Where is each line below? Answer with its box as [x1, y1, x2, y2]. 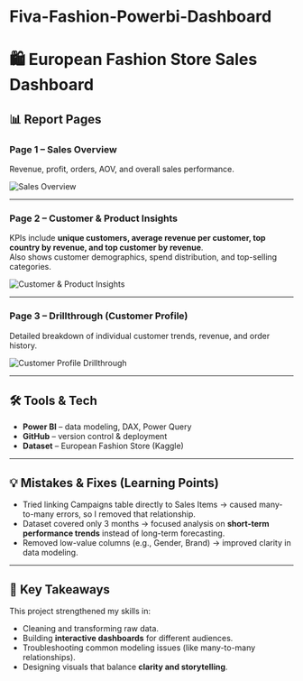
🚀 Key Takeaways [9, 582, 111, 597]
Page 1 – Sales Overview [9, 143, 117, 155]
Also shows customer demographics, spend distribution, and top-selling [9, 252, 278, 262]
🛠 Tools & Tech [9, 393, 97, 409]
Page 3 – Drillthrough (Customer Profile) [9, 309, 188, 322]
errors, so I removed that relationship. [56, 509, 197, 520]
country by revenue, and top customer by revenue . [9, 242, 204, 253]
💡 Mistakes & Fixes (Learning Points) [9, 475, 219, 491]
